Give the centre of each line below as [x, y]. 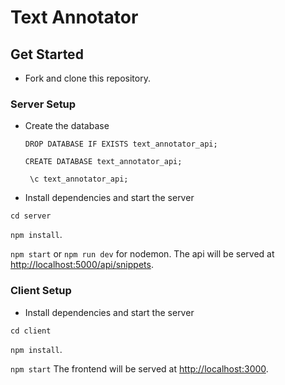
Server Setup [43, 104]
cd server [31, 216]
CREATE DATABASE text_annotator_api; [103, 162]
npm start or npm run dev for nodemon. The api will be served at [142, 254]
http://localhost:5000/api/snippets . [82, 265]
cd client [31, 331]
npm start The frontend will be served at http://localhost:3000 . [139, 368]
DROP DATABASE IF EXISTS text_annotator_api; [121, 144]
